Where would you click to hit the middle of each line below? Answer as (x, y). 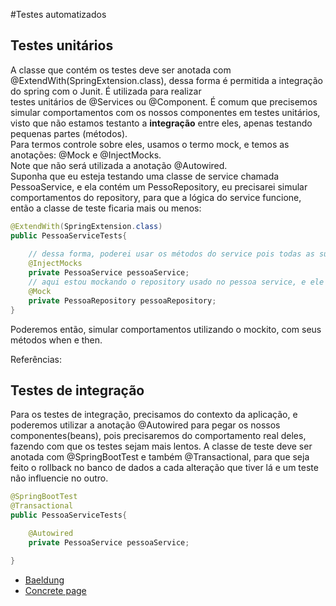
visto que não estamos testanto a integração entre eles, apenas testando (161, 123)
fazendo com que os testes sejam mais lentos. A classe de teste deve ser (161, 446)
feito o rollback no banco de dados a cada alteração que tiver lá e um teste (164, 468)
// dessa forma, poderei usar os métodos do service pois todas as (171, 254)
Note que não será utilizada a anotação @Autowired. (119, 165)
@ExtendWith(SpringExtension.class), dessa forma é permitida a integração (166, 80)
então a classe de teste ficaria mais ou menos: (106, 208)
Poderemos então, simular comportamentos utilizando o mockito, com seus (166, 329)
